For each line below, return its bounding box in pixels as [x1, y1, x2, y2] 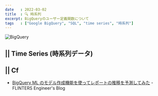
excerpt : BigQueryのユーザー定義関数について [5, 16, 89, 21]
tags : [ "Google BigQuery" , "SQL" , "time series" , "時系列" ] [5, 20, 134, 26]
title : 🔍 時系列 [5, 12, 41, 17]
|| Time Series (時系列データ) [5, 49, 93, 58]
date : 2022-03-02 [5, 7, 47, 12]
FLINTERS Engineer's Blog [12, 85, 66, 91]
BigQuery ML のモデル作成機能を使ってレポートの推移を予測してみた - [12, 80, 154, 86]
